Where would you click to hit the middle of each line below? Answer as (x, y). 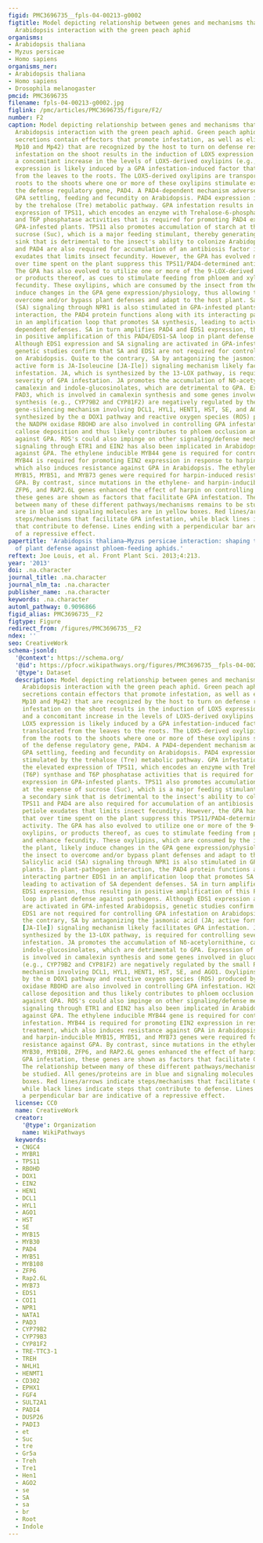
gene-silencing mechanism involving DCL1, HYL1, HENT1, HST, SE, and (131, 410)
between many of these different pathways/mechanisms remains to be (129, 505)
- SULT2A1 (31, 1402)
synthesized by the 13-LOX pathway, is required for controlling (131, 935)
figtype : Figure (34, 621)
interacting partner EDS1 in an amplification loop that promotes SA (138, 877)
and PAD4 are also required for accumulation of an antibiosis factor (133, 249)
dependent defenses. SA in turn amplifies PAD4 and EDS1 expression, (131, 329)
